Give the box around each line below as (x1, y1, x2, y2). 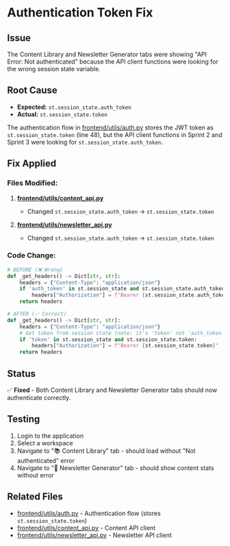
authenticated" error (16, 456, 75, 464)
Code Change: (7, 251, 56, 260)
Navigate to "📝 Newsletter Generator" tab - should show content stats (16, 464, 214, 472)
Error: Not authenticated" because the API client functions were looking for (7, 58, 219, 66)
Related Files (7, 491, 64, 503)
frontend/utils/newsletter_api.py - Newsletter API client (16, 531, 172, 539)
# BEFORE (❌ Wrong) (7, 266, 64, 273)
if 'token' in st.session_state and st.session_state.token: (19, 336, 197, 343)
